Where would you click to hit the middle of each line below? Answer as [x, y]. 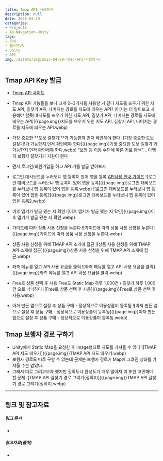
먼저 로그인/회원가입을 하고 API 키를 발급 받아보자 [59, 166]
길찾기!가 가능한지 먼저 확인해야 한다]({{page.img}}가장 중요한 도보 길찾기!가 [85, 144]
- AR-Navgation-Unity [27, 32]
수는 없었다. [32, 365]
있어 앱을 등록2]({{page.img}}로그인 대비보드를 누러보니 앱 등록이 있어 [88, 195]
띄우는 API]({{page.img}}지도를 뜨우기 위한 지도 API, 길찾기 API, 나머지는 [82, 122]
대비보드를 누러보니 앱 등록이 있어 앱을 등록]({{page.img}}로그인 [78, 183]
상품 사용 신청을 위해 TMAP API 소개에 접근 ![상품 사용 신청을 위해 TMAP [81, 244]
